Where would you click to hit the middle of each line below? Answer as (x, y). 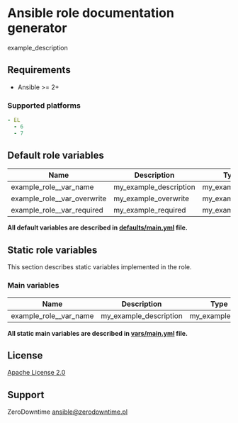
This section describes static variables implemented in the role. (100, 267)
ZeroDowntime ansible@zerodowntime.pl (68, 412)
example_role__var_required (57, 210)
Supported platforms (44, 106)
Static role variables (52, 250)
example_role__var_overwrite (59, 198)
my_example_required (149, 210)
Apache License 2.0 (36, 373)
